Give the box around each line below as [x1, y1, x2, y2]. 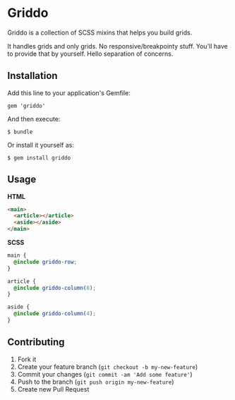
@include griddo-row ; [13, 258, 78, 265]
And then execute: [7, 114, 61, 123]
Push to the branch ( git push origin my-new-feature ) [17, 377, 174, 386]
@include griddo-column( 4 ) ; [13, 310, 97, 317]
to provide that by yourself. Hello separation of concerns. [7, 49, 174, 58]
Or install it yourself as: [7, 140, 74, 149]
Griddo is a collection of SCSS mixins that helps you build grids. [7, 28, 193, 37]
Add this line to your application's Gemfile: [7, 88, 131, 97]
